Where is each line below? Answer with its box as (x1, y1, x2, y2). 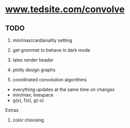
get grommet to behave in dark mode (12, 47, 90, 53)
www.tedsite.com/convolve (5, 4, 125, 15)
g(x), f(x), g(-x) (12, 98, 44, 103)
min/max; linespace (12, 92, 54, 98)
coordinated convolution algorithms (12, 77, 87, 82)
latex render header (12, 57, 54, 63)
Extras (5, 107, 19, 113)
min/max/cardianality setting (12, 37, 72, 43)
